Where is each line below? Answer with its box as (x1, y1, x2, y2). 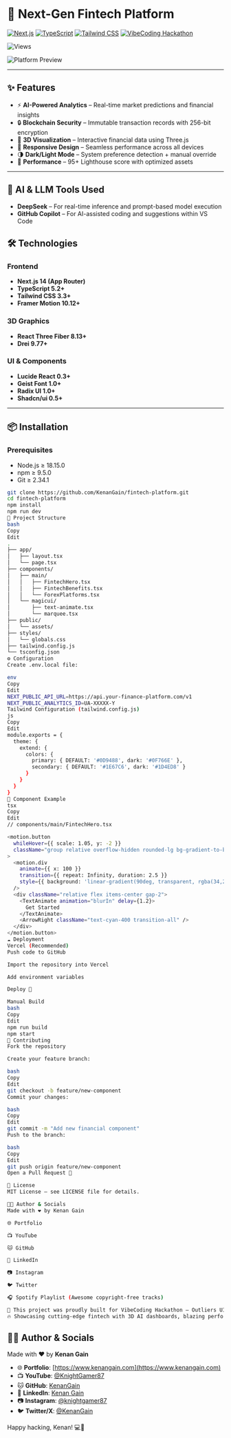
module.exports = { (7, 731, 63, 738)
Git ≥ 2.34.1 (16, 475, 49, 484)
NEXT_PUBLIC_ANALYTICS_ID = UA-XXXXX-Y (7, 700, 115, 707)
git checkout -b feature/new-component (7, 1087, 122, 1094)
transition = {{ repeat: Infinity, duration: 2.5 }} (19, 872, 168, 879)
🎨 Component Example (7, 795, 67, 802)
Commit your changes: (7, 1093, 69, 1100)
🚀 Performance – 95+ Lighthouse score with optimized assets (16, 158, 194, 166)
